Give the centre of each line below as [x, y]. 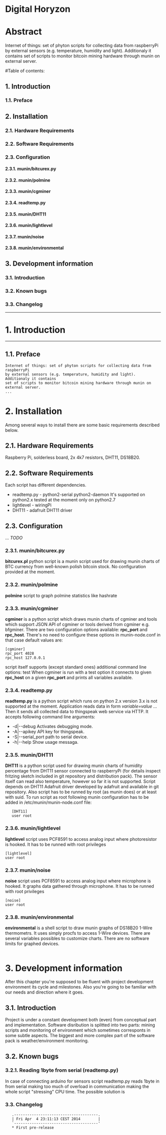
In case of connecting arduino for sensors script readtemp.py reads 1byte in [82, 1081]
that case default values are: [34, 640]
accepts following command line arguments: [50, 717]
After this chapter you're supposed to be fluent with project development [79, 982]
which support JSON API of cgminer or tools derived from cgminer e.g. [77, 624]
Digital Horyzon [38, 9]
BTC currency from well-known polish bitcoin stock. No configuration [76, 567]
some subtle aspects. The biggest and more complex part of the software [80, 1036]
